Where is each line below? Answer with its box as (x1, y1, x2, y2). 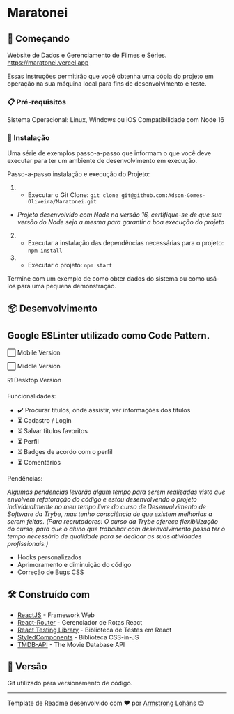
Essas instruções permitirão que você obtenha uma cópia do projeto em (7, 72, 214, 80)
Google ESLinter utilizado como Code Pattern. (7, 329, 210, 342)
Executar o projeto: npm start (27, 261, 113, 269)
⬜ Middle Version (7, 362, 61, 370)
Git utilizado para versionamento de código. (7, 679, 133, 688)
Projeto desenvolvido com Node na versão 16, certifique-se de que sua (17, 210, 222, 219)
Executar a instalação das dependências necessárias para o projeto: (27, 238, 224, 247)
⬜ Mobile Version (7, 348, 61, 357)
